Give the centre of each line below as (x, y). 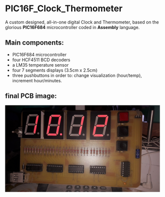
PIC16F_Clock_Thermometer (64, 9)
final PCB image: (31, 96)
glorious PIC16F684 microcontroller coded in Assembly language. (72, 27)
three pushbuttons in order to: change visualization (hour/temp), (77, 75)
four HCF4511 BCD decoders (41, 60)
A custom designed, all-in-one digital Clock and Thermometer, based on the (82, 22)
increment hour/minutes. (37, 80)
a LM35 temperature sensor (40, 65)
